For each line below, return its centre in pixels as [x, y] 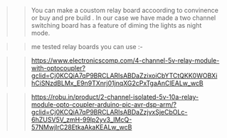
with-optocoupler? [58, 68]
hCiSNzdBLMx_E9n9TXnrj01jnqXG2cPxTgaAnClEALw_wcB [117, 83]
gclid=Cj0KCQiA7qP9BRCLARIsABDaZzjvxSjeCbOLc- [109, 112]
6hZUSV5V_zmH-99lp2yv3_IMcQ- [81, 120]
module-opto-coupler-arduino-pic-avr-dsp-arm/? [104, 105]
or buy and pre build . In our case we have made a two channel [123, 18]
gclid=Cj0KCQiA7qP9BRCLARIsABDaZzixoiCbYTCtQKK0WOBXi [124, 75]
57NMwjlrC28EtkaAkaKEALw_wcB [81, 127]
